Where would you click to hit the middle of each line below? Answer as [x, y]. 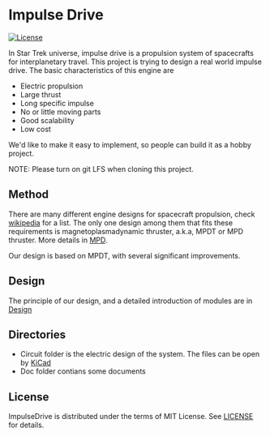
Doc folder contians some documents [83, 371]
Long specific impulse [57, 103]
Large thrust [41, 94]
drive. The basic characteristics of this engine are [91, 70]
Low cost [35, 129]
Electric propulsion [51, 86]
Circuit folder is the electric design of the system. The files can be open [140, 354]
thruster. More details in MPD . [58, 240]
